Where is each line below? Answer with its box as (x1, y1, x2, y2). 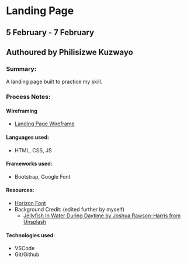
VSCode (14, 245, 35, 252)
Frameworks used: (6, 160, 53, 168)
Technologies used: (6, 231, 56, 238)
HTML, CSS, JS (14, 146, 52, 153)
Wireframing (6, 107, 38, 114)
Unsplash (23, 218, 47, 225)
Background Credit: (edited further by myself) (14, 206, 124, 213)
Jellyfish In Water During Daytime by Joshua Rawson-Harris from (23, 212, 181, 219)
